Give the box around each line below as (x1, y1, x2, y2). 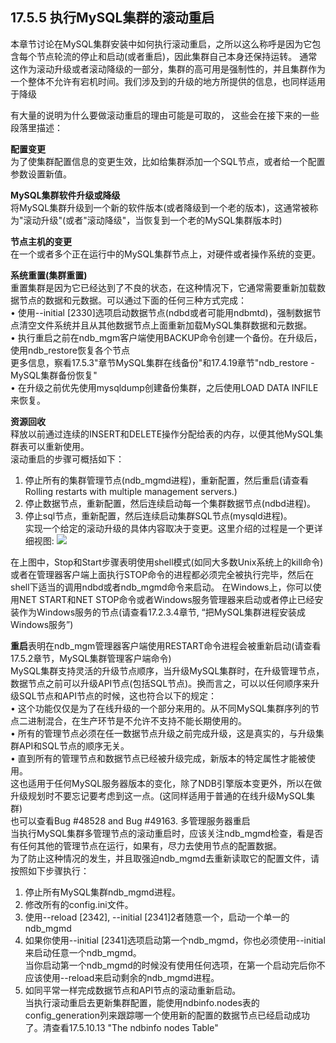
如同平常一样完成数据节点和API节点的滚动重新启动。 (24, 984, 242, 996)
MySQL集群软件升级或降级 (10, 189, 121, 201)
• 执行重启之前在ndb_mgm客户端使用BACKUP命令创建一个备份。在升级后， (10, 331, 323, 343)
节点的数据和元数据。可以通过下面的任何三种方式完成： (18, 294, 247, 306)
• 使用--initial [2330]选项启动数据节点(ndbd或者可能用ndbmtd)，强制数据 (10, 306, 313, 318)
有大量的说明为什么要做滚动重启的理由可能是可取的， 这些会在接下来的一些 (10, 109, 320, 121)
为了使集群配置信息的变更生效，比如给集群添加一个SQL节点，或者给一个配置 (10, 155, 326, 167)
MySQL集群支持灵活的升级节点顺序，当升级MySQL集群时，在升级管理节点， (10, 664, 325, 677)
